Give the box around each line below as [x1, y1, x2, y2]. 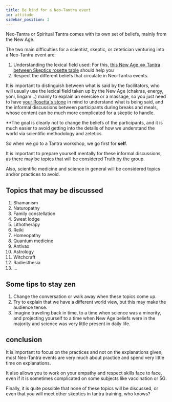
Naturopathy [13, 205, 40, 211]
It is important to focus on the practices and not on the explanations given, [6, 349, 163, 355]
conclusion [6, 335, 42, 344]
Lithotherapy [13, 221, 40, 228]
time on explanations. [6, 359, 51, 366]
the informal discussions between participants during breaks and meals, [6, 104, 158, 111]
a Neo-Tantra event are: [6, 52, 56, 58]
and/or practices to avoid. [6, 171, 60, 177]
